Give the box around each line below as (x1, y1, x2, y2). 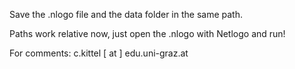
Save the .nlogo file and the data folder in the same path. (9, 9, 243, 20)
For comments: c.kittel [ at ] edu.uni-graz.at (9, 47, 189, 59)
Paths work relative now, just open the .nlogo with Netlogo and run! (9, 28, 286, 39)
